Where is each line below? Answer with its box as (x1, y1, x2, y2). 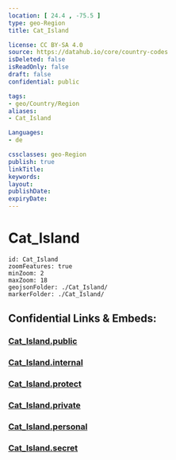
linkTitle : (8, 165, 44, 173)
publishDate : (8, 188, 52, 196)
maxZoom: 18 (8, 276, 48, 284)
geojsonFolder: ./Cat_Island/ (8, 283, 109, 291)
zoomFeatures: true (8, 262, 73, 271)
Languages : (8, 129, 44, 137)
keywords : (8, 173, 41, 181)
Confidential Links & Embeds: (8, 312, 157, 326)
